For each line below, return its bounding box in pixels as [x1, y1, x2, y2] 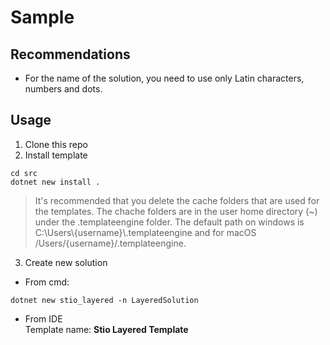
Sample [10, 6, 75, 29]
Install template [24, 149, 88, 161]
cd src [10, 168, 38, 178]
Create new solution [24, 256, 108, 268]
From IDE [24, 312, 63, 325]
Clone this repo [24, 138, 88, 150]
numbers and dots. [24, 83, 103, 95]
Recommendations [10, 46, 131, 63]
